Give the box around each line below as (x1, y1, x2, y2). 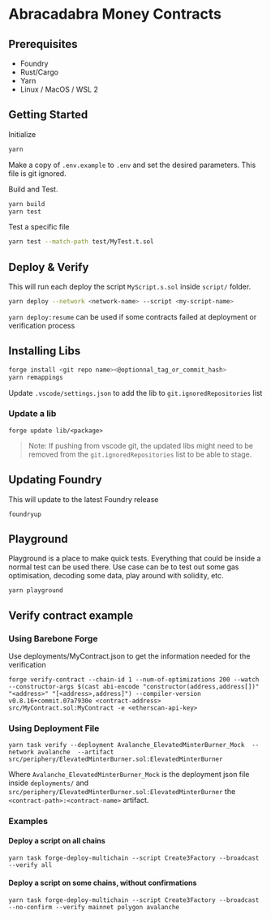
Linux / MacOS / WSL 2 (19, 84, 99, 94)
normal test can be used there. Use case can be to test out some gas (8, 562, 239, 572)
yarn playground (8, 586, 63, 595)
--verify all (8, 861, 53, 869)
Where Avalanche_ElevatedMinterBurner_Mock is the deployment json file (8, 770, 250, 779)
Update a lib (8, 408, 57, 419)
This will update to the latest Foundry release (8, 494, 159, 504)
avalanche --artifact (37, 748, 114, 757)
